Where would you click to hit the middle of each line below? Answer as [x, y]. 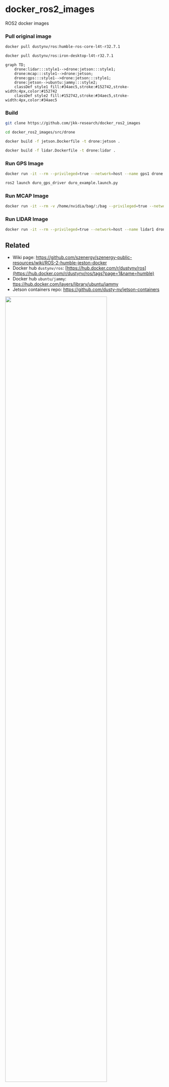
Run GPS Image [24, 163]
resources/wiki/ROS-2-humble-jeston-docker [60, 262]
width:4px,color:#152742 [31, 91]
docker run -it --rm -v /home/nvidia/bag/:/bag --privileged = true [76, 206]
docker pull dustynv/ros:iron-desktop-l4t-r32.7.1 [59, 56]
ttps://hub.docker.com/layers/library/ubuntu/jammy [65, 284]
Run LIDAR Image [27, 219]
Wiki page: [24, 257]
